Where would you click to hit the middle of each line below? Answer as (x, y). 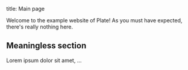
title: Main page (26, 9)
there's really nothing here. (40, 27)
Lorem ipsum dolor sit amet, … (44, 60)
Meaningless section (46, 46)
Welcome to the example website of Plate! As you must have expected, (94, 20)
